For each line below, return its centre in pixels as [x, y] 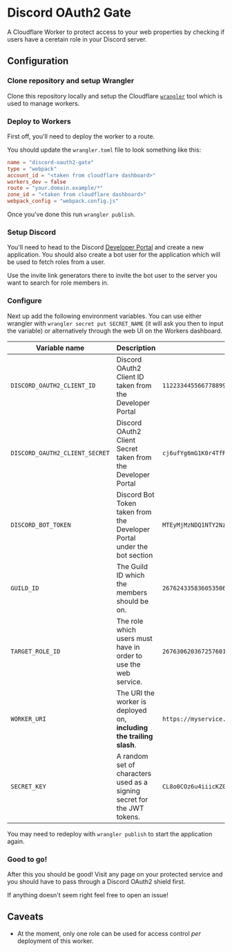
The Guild [132, 566]
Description [136, 348]
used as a [132, 782]
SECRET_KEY [28, 786]
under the [132, 547]
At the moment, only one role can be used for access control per [109, 933]
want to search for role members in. [58, 283]
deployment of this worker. [55, 941]
